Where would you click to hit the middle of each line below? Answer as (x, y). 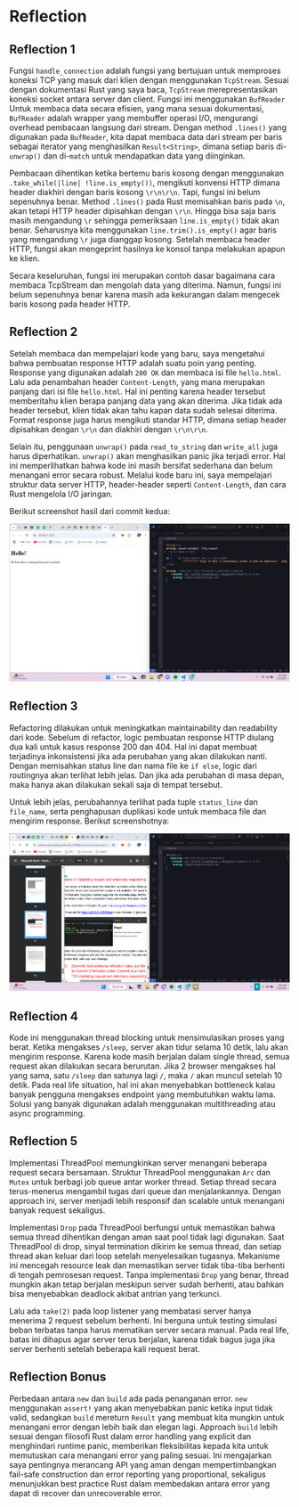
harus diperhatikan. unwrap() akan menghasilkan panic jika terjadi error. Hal (148, 455)
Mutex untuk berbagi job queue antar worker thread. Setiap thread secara (143, 1182)
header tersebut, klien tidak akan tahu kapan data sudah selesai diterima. (143, 410)
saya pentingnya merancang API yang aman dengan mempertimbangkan (143, 1464)
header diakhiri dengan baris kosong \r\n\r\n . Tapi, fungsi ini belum (135, 192)
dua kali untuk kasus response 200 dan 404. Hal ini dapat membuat (133, 747)
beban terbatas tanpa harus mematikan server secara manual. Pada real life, (149, 1330)
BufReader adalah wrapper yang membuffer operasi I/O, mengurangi (133, 118)
